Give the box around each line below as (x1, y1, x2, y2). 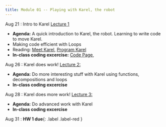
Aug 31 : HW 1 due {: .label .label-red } (5, 116, 83, 122)
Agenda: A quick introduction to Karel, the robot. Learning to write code (12, 30, 161, 36)
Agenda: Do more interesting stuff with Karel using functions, (12, 71, 139, 77)
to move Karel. (12, 36, 42, 42)
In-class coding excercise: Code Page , (12, 52, 94, 58)
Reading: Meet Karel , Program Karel (12, 46, 86, 52)
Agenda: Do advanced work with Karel (12, 101, 93, 107)
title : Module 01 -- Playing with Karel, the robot (5, 7, 115, 12)
